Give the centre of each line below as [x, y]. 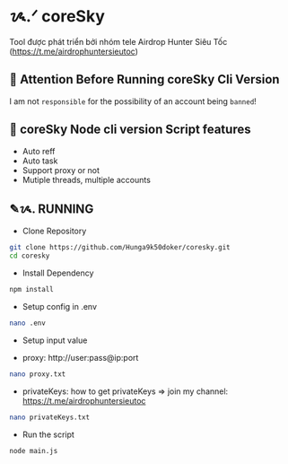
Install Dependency [58, 273]
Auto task [40, 161]
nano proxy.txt [38, 374]
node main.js [34, 451]
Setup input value [55, 340]
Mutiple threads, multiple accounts [86, 179]
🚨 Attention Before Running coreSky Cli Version [144, 79]
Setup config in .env [59, 306]
